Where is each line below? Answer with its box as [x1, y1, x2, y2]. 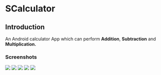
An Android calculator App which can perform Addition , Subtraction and [5, 36, 156, 42]
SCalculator [5, 3, 56, 14]
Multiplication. [5, 41, 37, 47]
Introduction [5, 23, 45, 31]
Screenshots [5, 53, 37, 60]
